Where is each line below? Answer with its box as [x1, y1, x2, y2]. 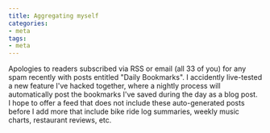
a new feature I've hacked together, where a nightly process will [8, 81, 221, 91]
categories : [8, 19, 48, 27]
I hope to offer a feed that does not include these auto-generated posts [8, 98, 245, 108]
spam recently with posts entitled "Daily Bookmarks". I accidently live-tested [8, 73, 263, 82]
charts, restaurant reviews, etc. [8, 115, 112, 125]
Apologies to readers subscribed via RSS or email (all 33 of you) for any [8, 64, 247, 73]
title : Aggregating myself [8, 11, 99, 20]
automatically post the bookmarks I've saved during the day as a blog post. [8, 89, 258, 99]
